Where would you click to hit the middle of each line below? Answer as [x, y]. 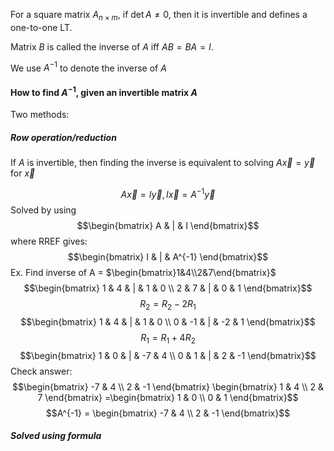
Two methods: [40, 115]
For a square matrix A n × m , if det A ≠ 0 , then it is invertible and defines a [159, 16]
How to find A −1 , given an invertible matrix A [104, 91]
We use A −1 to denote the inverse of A [88, 67]
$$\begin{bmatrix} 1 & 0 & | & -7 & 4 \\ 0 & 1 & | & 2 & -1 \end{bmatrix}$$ [168, 355]
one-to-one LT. [41, 27]
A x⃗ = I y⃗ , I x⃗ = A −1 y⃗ [168, 193]
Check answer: [41, 371]
